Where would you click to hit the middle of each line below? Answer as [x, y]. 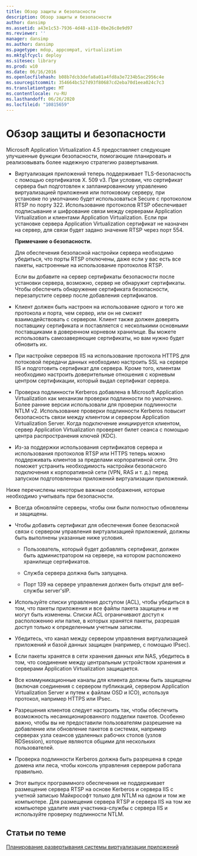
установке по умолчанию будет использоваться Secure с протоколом [103, 199]
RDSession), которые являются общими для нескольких [85, 741]
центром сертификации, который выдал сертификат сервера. [92, 381]
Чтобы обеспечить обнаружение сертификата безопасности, [92, 289]
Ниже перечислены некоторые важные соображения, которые [86, 490]
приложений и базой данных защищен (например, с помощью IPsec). [102, 645]
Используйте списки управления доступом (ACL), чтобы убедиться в [102, 602]
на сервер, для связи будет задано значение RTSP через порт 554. [99, 230]
